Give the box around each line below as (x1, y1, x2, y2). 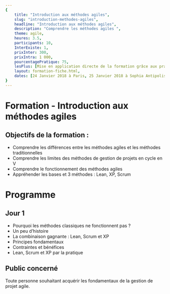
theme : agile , (14, 31, 44, 36)
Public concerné (5, 264, 58, 273)
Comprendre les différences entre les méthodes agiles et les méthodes (12, 144, 161, 150)
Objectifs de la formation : (5, 131, 89, 139)
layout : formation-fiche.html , (14, 69, 80, 74)
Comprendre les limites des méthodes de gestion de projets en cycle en (12, 155, 163, 161)
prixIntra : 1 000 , (14, 54, 53, 60)
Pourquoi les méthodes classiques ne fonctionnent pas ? (12, 223, 131, 229)
